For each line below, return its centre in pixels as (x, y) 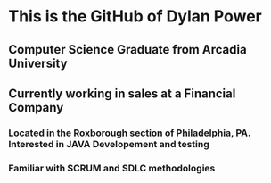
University (38, 63)
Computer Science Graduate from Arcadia (127, 50)
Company (36, 108)
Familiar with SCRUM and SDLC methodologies (112, 168)
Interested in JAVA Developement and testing (109, 144)
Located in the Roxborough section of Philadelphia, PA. (130, 133)
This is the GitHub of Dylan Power (135, 17)
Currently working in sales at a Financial (122, 93)
